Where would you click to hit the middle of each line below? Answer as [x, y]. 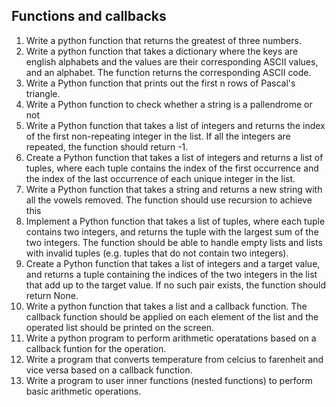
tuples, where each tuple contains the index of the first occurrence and [172, 168]
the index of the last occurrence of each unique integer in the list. [160, 178]
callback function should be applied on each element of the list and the [172, 316]
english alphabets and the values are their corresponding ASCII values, [172, 61]
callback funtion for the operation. [96, 348]
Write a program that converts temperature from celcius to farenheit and [174, 359]
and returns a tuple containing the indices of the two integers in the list [171, 274]
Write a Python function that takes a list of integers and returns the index [175, 125]
